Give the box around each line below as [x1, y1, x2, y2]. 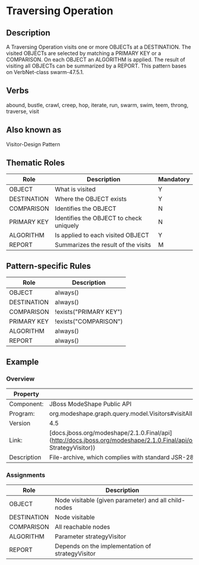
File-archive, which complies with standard [49, 453, 170, 461]
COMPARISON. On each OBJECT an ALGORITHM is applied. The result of [6, 56, 185, 63]
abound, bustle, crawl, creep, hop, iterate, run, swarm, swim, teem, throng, [6, 101, 188, 108]
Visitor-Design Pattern [6, 140, 60, 147]
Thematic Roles [6, 158, 65, 168]
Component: [9, 400, 44, 408]
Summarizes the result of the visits [54, 241, 151, 249]
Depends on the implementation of [54, 542, 152, 550]
